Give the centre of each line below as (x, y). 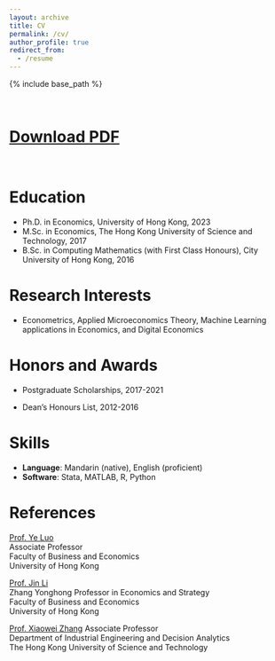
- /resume (35, 59)
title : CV (27, 26)
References (52, 512)
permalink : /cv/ (39, 34)
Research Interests (80, 296)
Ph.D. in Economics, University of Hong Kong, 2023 (116, 222)
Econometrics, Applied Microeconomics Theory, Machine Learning (144, 319)
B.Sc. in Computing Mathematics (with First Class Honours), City (140, 250)
